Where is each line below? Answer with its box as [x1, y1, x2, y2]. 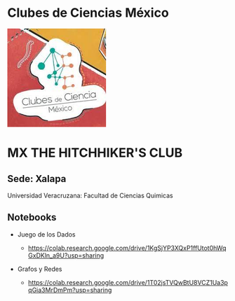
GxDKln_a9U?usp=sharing [27, 251, 105, 260]
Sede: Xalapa [7, 173, 67, 185]
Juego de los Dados [17, 230, 76, 239]
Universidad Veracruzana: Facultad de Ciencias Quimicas [7, 191, 173, 199]
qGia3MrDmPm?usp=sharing [27, 286, 112, 294]
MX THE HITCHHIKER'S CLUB [7, 145, 183, 161]
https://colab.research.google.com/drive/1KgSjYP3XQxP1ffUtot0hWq [27, 244, 227, 252]
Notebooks [7, 211, 57, 223]
